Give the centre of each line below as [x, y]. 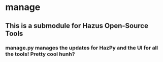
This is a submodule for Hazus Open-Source [77, 26]
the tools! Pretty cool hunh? [40, 54]
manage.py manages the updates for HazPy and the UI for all [82, 47]
